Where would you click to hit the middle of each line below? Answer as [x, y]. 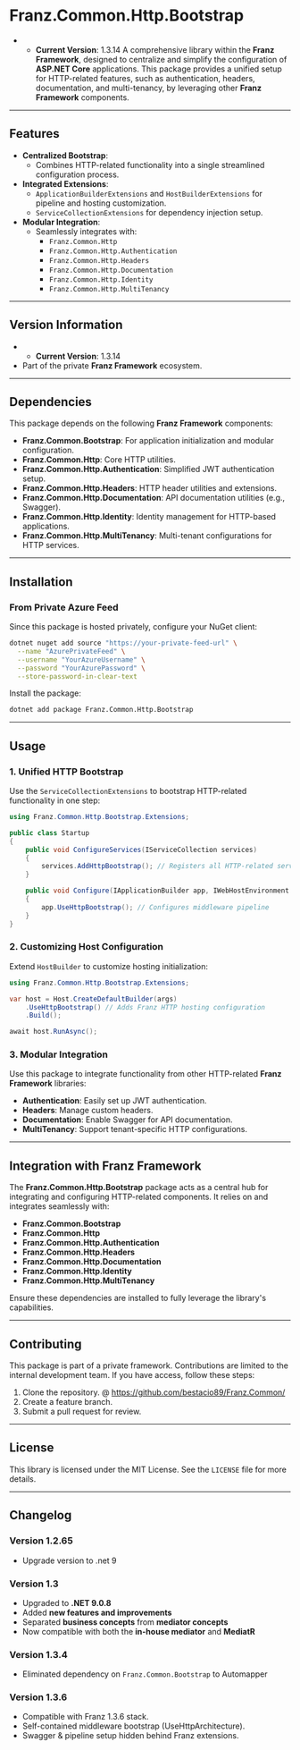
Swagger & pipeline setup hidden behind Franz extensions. [130, 1736]
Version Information [66, 325]
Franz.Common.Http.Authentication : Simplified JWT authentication [148, 469]
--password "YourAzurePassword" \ [81, 668]
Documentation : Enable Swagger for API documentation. [128, 1120]
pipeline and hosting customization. [101, 203]
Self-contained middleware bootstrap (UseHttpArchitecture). [133, 1726]
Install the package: [46, 693]
